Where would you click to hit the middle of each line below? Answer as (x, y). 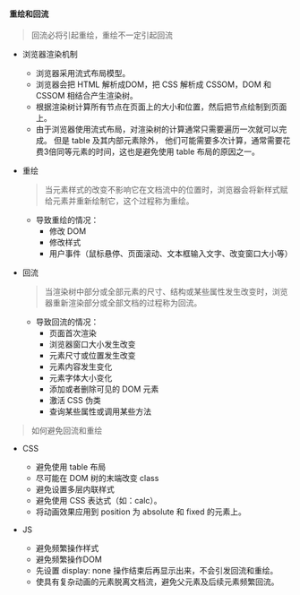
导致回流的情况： (67, 322)
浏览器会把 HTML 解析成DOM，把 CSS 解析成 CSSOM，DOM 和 (153, 84)
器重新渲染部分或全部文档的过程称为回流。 (123, 303)
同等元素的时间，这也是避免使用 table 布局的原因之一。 (158, 151)
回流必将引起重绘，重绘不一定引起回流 (102, 35)
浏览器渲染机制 (50, 55)
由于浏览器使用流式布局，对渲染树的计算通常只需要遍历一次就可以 (157, 129)
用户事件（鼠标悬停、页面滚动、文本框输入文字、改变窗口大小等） (171, 254)
